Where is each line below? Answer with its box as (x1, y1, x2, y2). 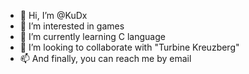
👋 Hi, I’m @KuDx (19, 10, 88, 21)
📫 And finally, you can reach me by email (19, 53, 192, 64)
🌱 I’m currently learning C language (19, 31, 166, 42)
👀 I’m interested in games (19, 20, 125, 32)
